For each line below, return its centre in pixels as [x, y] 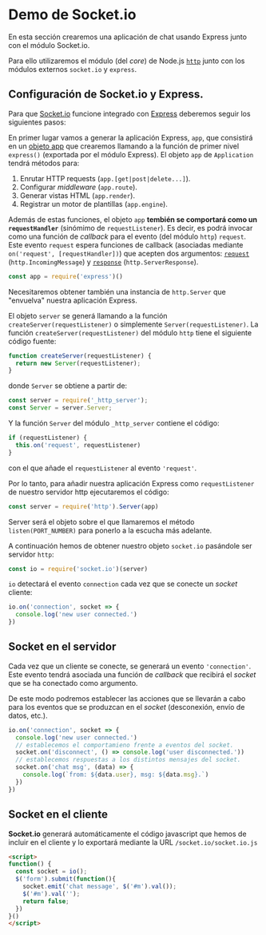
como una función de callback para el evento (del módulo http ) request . [127, 236]
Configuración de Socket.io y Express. [106, 95]
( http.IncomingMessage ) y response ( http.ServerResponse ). [103, 262]
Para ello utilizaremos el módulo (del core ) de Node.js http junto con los [127, 61]
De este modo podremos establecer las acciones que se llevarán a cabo [127, 698]
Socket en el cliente [58, 815]
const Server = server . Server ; [60, 408]
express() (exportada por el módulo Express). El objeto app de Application [131, 154]
